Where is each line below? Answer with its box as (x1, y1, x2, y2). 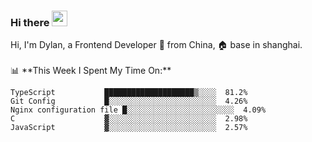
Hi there (10, 15, 50, 29)
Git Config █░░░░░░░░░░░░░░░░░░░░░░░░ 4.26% (10, 96, 248, 107)
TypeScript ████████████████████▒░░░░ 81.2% (10, 88, 248, 98)
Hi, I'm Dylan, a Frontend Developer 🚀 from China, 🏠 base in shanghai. (10, 39, 303, 51)
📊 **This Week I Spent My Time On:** (10, 65, 172, 77)
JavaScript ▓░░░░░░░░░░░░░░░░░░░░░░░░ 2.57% (10, 123, 248, 133)
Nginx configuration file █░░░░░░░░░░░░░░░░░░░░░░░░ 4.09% (10, 105, 267, 115)
